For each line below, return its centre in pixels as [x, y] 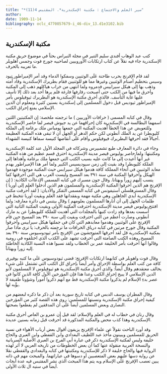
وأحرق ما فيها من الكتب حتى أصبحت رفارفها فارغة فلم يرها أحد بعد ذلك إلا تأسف [80, 92]
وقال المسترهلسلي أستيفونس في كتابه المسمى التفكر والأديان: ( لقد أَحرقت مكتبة [81, 190]
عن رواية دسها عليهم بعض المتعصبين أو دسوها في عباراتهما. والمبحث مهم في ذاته [81, 356]
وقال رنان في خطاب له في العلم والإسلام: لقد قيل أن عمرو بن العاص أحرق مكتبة [80, 314]
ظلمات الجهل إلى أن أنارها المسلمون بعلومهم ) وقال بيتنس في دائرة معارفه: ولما [80, 201]
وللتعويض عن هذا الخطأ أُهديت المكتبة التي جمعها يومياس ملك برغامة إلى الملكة [79, 128]
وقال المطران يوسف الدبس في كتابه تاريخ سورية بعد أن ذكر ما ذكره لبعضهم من [79, 294]
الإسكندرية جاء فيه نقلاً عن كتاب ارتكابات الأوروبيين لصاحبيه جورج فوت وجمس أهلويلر [83, 61]
